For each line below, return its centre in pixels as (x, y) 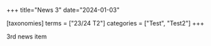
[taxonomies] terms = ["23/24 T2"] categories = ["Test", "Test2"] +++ (105, 23)
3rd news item (27, 36)
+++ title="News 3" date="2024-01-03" (63, 10)
